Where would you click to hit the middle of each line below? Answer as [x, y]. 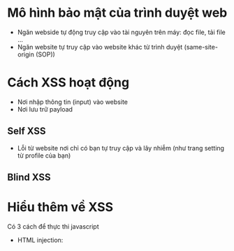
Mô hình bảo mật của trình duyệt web [117, 13]
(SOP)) [46, 54]
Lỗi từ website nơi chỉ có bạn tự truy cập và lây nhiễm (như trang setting [121, 148]
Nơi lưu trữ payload [45, 109]
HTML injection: [40, 240]
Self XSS [27, 131]
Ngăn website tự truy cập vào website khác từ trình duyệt [100, 47]
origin [26, 54]
